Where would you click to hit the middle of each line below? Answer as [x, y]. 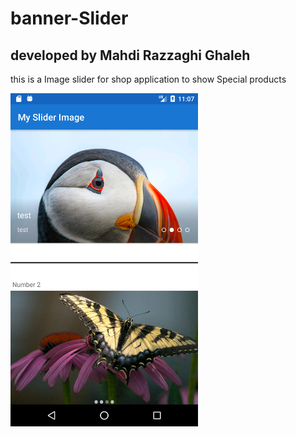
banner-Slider [69, 18]
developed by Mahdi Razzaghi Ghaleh [130, 55]
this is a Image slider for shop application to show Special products [148, 79]
